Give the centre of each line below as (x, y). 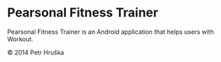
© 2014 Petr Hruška (36, 52)
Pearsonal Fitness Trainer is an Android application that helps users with (110, 32)
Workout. (20, 39)
